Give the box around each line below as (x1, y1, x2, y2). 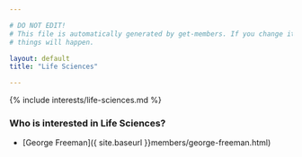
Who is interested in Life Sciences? (9, 118, 166, 130)
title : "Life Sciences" (9, 62, 99, 72)
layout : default (9, 54, 70, 63)
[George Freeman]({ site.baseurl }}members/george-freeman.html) (22, 137, 271, 148)
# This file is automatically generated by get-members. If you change (9, 29, 283, 39)
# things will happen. (9, 38, 94, 47)
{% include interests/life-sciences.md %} (9, 95, 162, 106)
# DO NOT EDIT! (9, 21, 67, 30)
